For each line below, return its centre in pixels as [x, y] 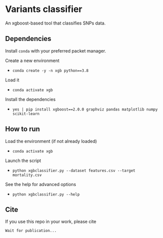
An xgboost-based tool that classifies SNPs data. [55, 23]
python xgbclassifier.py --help [46, 194]
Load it [12, 80]
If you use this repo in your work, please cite [51, 221]
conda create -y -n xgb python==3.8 [50, 70]
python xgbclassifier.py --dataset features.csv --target [74, 170]
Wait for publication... [31, 231]
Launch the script [23, 160]
